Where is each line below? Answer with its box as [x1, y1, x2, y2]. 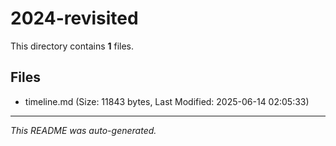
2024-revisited [10, 7, 139, 30]
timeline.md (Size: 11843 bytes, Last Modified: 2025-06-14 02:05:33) [24, 95, 310, 107]
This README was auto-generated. [10, 124, 157, 136]
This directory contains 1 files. [10, 40, 135, 52]
